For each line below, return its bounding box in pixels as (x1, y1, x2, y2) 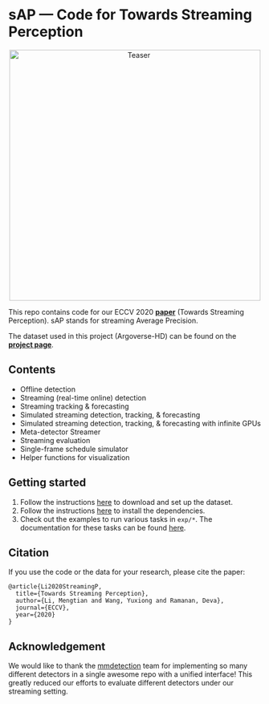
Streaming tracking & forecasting (19, 401, 130, 411)
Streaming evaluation (19, 435, 91, 445)
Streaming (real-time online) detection (19, 393, 147, 402)
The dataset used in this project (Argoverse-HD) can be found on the (8, 331, 237, 340)
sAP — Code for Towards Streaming (8, 6, 253, 24)
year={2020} (15, 611, 56, 619)
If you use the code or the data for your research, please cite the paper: (8, 568, 246, 577)
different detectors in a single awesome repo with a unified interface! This (8, 669, 253, 679)
